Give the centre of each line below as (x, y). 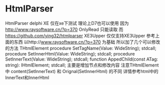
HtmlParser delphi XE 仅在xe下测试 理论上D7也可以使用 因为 (67, 23)
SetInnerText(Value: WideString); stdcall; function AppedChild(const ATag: (82, 59)
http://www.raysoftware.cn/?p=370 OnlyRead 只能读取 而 (64, 29)
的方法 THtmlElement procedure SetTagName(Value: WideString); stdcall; (81, 48)
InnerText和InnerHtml (27, 77)
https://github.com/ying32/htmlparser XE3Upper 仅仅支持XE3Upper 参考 (80, 35)
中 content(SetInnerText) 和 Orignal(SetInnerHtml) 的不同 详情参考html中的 (82, 71)
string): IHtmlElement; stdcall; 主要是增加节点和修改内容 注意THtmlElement (82, 65)
